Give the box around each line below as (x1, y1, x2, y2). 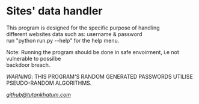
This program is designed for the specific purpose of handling (6, 24, 161, 31)
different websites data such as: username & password (6, 30, 142, 37)
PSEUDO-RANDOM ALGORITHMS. (6, 79, 92, 87)
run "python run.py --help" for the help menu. (6, 37, 120, 44)
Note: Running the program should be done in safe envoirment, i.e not (6, 48, 179, 55)
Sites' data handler (6, 4, 103, 18)
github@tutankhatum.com (6, 91, 71, 98)
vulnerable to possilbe (6, 55, 61, 62)
